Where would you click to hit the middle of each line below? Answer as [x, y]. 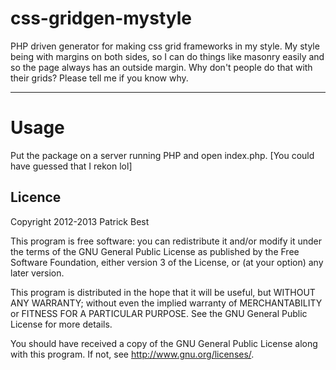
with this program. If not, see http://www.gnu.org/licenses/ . [132, 354]
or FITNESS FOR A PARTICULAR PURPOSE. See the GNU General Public [159, 313]
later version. [37, 273]
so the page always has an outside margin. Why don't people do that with [161, 67]
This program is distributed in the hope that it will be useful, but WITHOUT [163, 292]
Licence [36, 197]
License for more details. [61, 324]
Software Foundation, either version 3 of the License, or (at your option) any [167, 262]
